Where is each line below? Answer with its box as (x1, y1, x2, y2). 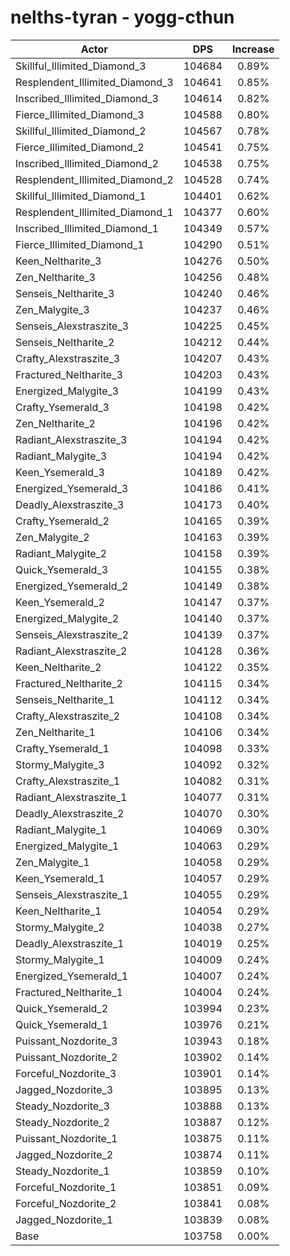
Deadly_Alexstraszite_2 (15, 806, 125, 820)
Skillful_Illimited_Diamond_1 (15, 189, 147, 203)
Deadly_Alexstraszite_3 (15, 497, 125, 511)
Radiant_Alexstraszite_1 (15, 790, 128, 804)
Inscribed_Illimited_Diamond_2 (15, 156, 159, 170)
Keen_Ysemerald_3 (15, 465, 105, 479)
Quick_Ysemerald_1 (15, 1017, 109, 1031)
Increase (231, 42, 275, 56)
